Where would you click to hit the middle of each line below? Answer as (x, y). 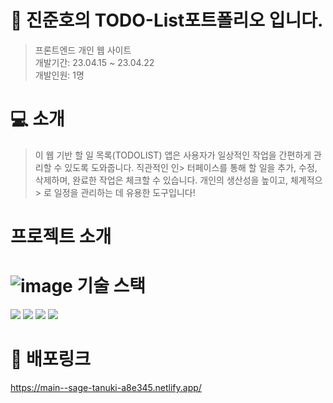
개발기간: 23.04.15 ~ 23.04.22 (94, 62)
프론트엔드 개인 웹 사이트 (83, 50)
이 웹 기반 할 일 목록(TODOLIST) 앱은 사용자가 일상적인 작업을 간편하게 (173, 155)
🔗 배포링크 (51, 359)
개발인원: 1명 (59, 75)
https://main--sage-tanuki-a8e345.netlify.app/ (106, 387)
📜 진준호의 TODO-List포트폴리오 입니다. (167, 20)
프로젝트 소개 (61, 237)
